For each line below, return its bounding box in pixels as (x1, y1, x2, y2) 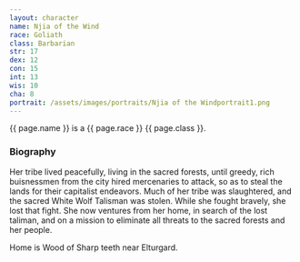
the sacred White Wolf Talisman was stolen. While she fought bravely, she (9, 195, 286, 206)
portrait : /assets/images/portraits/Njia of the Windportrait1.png (9, 97, 271, 107)
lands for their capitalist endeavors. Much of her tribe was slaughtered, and (9, 186, 292, 196)
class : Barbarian (9, 38, 75, 48)
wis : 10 (9, 81, 39, 90)
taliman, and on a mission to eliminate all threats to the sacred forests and (9, 215, 285, 226)
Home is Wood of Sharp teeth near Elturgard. (9, 242, 179, 253)
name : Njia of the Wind (9, 22, 100, 31)
